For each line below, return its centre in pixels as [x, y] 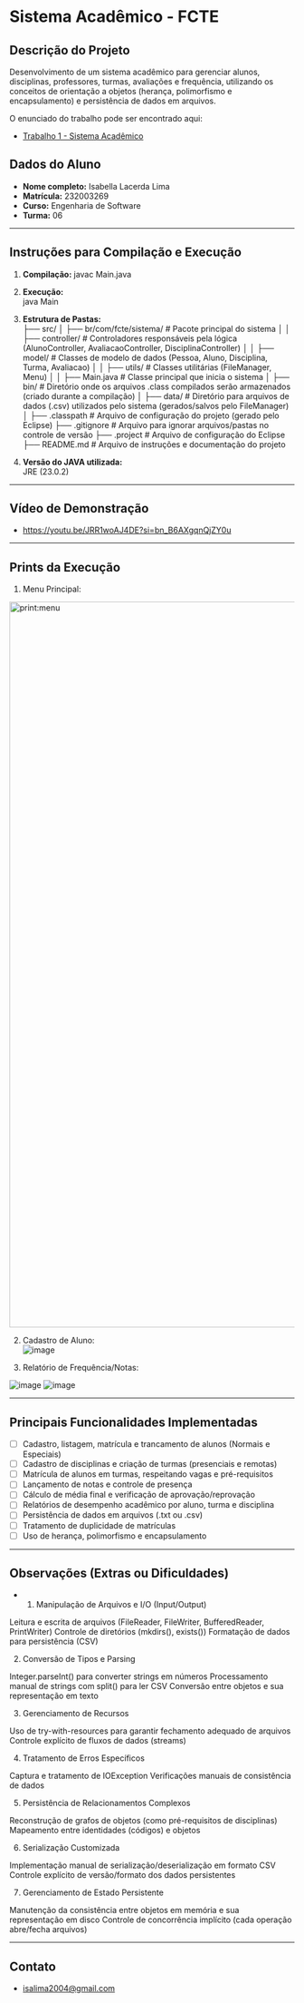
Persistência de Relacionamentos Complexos [106, 1803]
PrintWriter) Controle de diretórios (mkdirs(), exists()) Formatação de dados [150, 1632]
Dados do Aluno [55, 165]
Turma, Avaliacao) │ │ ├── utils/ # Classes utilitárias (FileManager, [147, 367]
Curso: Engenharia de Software [82, 205]
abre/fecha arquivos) [48, 1930]
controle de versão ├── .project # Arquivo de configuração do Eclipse [154, 435]
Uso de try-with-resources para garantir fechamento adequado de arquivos [150, 1731]
